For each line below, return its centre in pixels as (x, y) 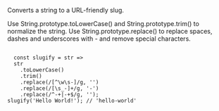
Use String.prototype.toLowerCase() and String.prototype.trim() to (103, 24)
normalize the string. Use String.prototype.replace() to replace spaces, (110, 31)
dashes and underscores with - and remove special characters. (99, 39)
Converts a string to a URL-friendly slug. (66, 10)
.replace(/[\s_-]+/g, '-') (60, 89)
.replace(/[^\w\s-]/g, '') (60, 82)
